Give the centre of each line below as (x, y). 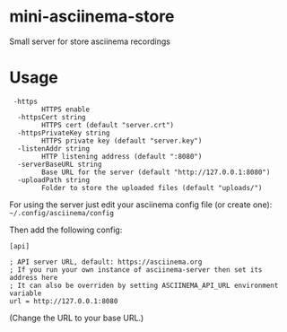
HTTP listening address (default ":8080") (122, 156)
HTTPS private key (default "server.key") (122, 141)
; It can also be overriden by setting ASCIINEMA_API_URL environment (144, 285)
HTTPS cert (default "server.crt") (108, 125)
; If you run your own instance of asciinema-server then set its (136, 270)
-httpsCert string (52, 117)
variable (26, 293)
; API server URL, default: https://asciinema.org (106, 262)
